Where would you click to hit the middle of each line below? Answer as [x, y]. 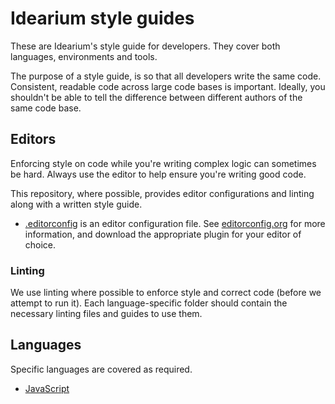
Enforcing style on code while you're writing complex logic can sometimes [163, 163]
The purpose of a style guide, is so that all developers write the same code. [166, 76]
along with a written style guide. [76, 204]
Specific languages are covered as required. [101, 369]
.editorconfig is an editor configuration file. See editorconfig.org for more [175, 223]
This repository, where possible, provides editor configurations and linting [162, 193]
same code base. [46, 108]
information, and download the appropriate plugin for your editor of [163, 234]
